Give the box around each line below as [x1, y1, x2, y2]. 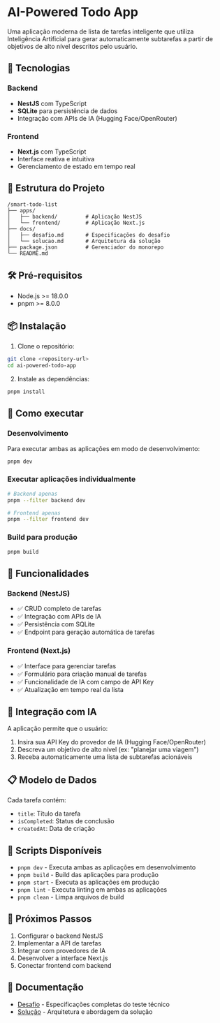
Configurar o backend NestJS [17, 932, 103, 940]
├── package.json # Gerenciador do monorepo [7, 244, 164, 251]
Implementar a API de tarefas [17, 939, 102, 947]
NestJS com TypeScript [17, 99, 87, 108]
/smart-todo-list [7, 200, 58, 208]
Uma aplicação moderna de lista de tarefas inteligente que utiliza [7, 27, 194, 36]
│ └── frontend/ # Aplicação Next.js [7, 219, 145, 226]
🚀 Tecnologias [7, 62, 71, 74]
